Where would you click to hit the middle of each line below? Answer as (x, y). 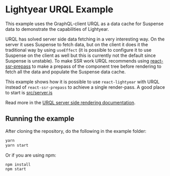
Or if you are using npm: (31, 155)
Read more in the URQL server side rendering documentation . (70, 102)
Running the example (40, 119)
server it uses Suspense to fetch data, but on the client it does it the (77, 44)
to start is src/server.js (29, 92)
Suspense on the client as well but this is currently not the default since (81, 55)
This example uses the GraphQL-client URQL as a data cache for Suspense (84, 24)
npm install (18, 164)
